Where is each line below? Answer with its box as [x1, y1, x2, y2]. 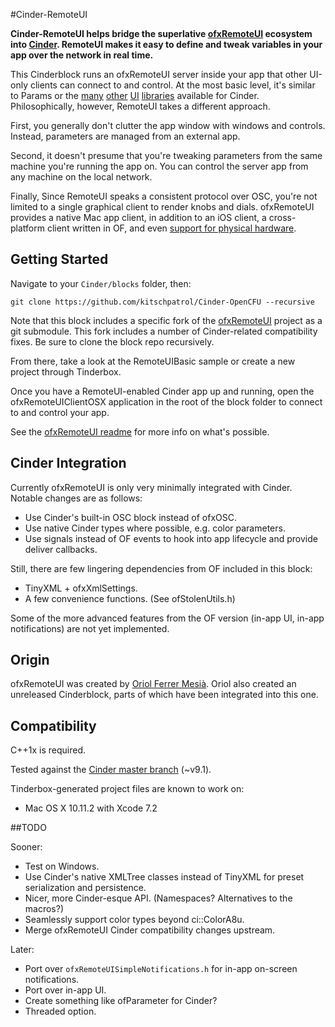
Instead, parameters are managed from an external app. [10, 130, 241, 142]
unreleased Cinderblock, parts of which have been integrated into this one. [10, 689, 319, 701]
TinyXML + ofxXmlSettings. [24, 582, 138, 594]
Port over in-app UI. [24, 984, 107, 996]
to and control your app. [10, 406, 110, 418]
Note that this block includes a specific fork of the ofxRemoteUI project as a [10, 314, 323, 326]
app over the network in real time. [10, 49, 154, 61]
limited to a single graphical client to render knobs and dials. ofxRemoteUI [10, 201, 315, 213]
